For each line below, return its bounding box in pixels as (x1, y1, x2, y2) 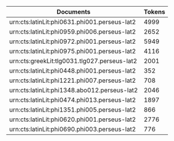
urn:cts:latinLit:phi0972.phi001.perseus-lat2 (9, 37, 136, 46)
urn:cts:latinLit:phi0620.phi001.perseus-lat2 (9, 115, 136, 124)
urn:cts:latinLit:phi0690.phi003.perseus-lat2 (9, 125, 136, 133)
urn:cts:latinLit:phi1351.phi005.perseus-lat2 (9, 106, 136, 113)
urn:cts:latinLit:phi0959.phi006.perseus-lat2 (9, 28, 136, 35)
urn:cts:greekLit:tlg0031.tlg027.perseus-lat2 (9, 57, 137, 65)
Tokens (143, 8, 166, 16)
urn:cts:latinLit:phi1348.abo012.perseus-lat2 (9, 86, 138, 94)
